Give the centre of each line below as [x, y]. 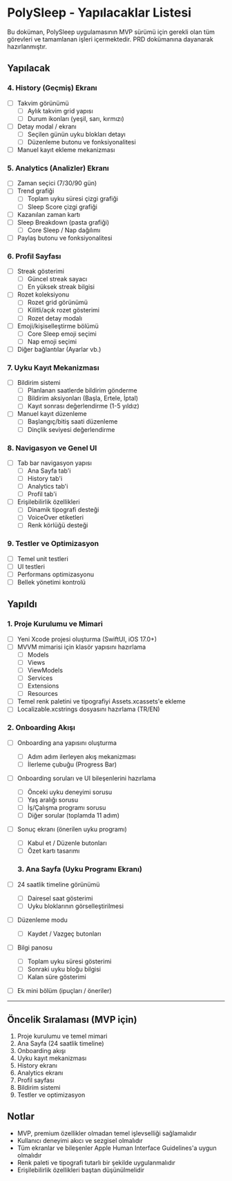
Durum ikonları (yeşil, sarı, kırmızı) [76, 118]
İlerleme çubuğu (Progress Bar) [72, 764]
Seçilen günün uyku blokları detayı [76, 134]
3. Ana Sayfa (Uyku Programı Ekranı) [80, 869]
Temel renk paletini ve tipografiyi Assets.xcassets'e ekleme [101, 701]
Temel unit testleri [43, 558]
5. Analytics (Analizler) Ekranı [58, 168]
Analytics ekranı [40, 1073]
